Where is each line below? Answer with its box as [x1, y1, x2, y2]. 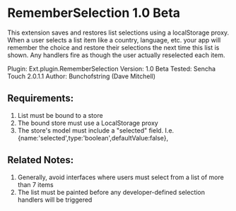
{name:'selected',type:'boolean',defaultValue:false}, [17, 133, 169, 142]
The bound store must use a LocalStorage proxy [17, 119, 159, 127]
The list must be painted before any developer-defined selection [17, 188, 206, 196]
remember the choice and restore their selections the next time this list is [7, 43, 220, 52]
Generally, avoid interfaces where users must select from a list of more [17, 173, 224, 181]
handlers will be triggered [17, 195, 93, 204]
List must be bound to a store [17, 111, 104, 119]
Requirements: [7, 92, 74, 104]
